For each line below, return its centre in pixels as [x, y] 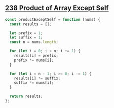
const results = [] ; [31, 24]
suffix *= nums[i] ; [34, 83]
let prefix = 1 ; [26, 33]
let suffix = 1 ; [26, 37]
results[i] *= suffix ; [37, 78]
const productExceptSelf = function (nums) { [53, 19]
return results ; [26, 96]
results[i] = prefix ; [36, 56]
